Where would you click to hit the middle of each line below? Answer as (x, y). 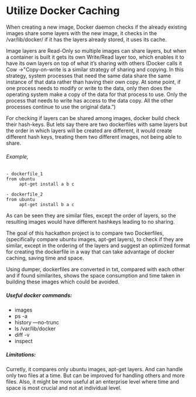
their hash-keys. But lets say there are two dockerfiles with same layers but (97, 124)
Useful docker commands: (39, 295)
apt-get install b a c (47, 205)
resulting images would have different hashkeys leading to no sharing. (90, 222)
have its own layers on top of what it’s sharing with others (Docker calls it (94, 63)
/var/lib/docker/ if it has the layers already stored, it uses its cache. (87, 39)
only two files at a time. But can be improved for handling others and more (96, 375)
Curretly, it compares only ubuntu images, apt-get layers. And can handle (94, 369)
